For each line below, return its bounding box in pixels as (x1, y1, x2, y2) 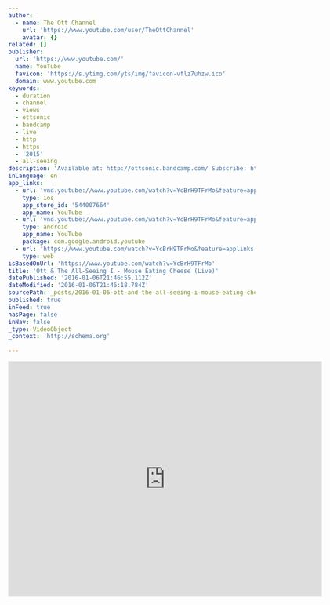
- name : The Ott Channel (15, 19, 96, 27)
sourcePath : (8, 289, 47, 297)
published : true (8, 296, 61, 304)
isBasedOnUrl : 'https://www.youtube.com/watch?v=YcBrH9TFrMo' (8, 260, 216, 268)
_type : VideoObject (8, 325, 72, 333)
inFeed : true (8, 303, 51, 311)
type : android (22, 223, 68, 231)
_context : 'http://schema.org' (8, 333, 111, 341)
